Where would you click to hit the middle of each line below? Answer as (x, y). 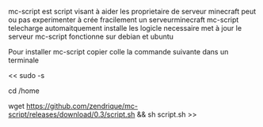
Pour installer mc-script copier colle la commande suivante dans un (118, 52)
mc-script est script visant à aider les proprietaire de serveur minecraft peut (132, 11)
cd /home (24, 91)
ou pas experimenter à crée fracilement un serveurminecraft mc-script (124, 20)
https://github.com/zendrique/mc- (82, 106)
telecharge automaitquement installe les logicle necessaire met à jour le (125, 28)
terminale (24, 60)
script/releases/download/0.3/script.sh (72, 114)
